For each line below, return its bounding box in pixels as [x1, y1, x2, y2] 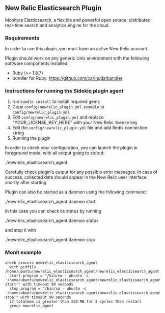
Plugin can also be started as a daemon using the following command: [5, 189, 147, 195]
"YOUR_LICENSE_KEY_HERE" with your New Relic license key [12, 120, 137, 125]
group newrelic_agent [9, 303, 54, 308]
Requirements [5, 34, 40, 41]
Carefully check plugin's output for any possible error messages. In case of [5, 169, 158, 175]
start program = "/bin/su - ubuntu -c [9, 273, 89, 278]
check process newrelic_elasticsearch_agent [5, 260, 98, 265]
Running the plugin [12, 135, 51, 141]
